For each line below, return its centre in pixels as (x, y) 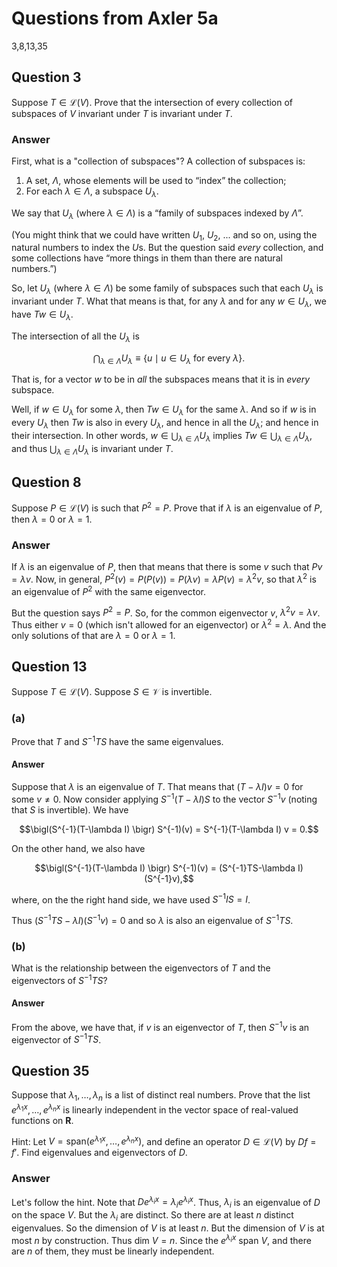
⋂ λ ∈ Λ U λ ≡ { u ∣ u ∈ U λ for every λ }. (169, 359)
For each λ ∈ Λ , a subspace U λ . (92, 192)
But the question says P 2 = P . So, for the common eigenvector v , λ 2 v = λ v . (166, 612)
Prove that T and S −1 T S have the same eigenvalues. (117, 740)
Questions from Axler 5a (115, 18)
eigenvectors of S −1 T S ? (59, 979)
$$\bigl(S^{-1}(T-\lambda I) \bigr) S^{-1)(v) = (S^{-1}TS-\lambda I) (169, 868)
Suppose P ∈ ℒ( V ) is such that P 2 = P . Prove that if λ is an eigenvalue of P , (167, 507)
